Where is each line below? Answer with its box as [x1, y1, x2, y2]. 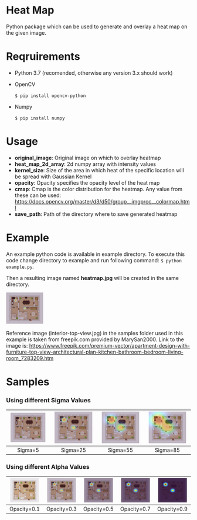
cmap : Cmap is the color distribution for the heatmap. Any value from [14, 185, 183, 192]
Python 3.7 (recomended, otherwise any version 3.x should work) [14, 69, 173, 76]
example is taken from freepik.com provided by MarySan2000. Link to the [6, 336, 185, 343]
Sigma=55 [107, 446, 134, 454]
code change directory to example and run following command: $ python [6, 256, 182, 264]
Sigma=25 [60, 446, 86, 454]
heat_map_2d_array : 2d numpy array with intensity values [14, 160, 157, 168]
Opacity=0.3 [46, 505, 77, 512]
